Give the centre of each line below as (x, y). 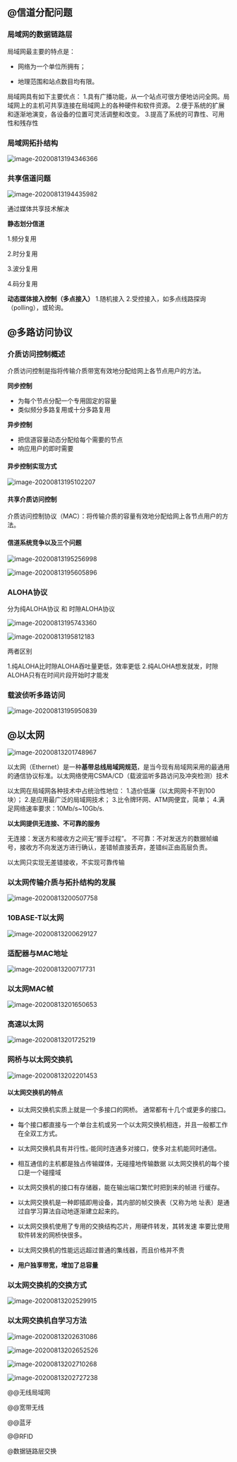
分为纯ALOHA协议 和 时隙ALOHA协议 (61, 608)
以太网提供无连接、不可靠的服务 (54, 823)
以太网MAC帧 (31, 989)
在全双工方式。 (39, 1133)
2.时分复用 (23, 254)
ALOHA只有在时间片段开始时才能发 (58, 675)
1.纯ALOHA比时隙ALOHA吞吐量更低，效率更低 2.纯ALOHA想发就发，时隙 (113, 666)
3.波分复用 (23, 269)
